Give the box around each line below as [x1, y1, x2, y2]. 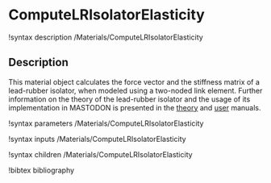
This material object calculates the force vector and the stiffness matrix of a [8, 77, 261, 86]
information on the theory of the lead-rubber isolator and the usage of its [8, 94, 251, 104]
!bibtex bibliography [8, 165, 75, 175]
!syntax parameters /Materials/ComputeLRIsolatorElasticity [8, 119, 204, 128]
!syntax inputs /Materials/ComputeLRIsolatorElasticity [8, 134, 187, 143]
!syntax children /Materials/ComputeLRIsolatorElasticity [8, 149, 193, 159]
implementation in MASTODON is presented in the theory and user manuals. [8, 102, 261, 112]
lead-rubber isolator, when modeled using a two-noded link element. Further [8, 85, 263, 95]
